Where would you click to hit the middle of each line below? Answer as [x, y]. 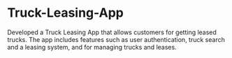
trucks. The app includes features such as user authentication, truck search [116, 39]
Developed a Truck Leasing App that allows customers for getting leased [112, 32]
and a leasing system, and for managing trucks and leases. [92, 47]
